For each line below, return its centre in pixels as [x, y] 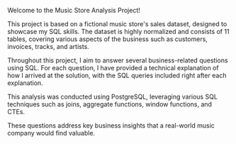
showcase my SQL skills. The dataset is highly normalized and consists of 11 [118, 32]
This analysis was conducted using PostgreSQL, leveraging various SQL [113, 96]
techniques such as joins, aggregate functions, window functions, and [110, 104]
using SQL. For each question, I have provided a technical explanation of [113, 68]
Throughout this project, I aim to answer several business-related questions [118, 60]
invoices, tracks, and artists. [49, 46]
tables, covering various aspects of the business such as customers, [107, 39]
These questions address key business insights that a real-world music [111, 126]
